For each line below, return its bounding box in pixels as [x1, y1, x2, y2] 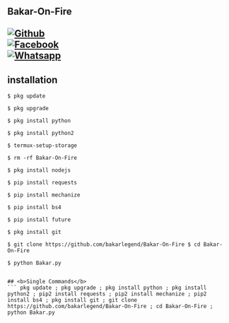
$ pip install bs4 [7, 204, 61, 211]
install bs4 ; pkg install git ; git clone [7, 297, 138, 304]
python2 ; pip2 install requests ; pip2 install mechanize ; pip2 [7, 290, 207, 298]
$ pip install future [7, 216, 71, 223]
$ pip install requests [7, 180, 78, 187]
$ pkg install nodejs [7, 167, 71, 174]
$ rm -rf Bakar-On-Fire [7, 155, 78, 162]
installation [7, 74, 58, 86]
